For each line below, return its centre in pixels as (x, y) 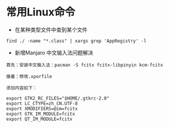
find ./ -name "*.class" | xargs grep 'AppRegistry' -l (76, 41)
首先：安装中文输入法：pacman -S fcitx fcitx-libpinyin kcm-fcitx (85, 65)
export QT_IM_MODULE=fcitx (39, 119)
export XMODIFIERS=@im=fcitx (42, 108)
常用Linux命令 (41, 12)
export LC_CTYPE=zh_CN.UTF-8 (42, 103)
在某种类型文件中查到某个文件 (51, 30)
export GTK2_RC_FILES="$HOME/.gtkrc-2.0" (58, 98)
